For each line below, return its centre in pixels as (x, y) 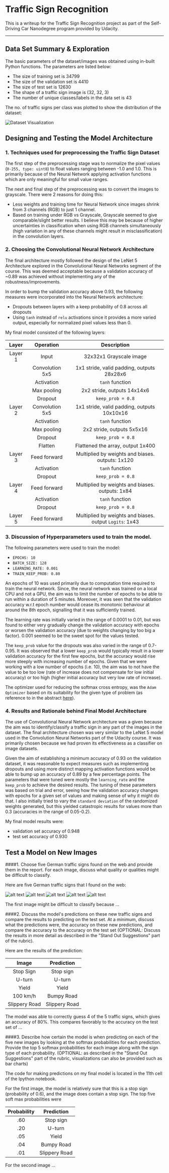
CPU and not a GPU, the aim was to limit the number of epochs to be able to (84, 594)
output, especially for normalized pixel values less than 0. (72, 322)
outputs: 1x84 (115, 491)
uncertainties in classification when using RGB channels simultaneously (87, 226)
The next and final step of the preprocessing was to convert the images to (82, 189)
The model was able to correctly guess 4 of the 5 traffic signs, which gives (83, 1017)
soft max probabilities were (33, 1099)
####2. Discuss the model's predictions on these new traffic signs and (79, 914)
